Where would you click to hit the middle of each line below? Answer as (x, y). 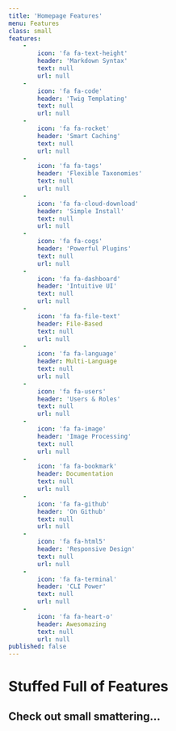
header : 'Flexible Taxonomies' (90, 174)
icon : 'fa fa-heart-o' (75, 616)
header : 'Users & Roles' (79, 399)
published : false (38, 647)
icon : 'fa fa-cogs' (70, 242)
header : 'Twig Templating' (83, 99)
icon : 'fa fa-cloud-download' (88, 204)
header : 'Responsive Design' (86, 549)
